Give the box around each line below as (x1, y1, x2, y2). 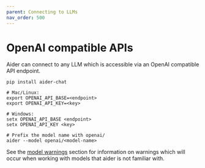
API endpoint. (6, 68, 41, 75)
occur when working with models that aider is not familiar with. (6, 155, 165, 162)
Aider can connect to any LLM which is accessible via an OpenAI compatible (6, 61, 199, 68)
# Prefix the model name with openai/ (6, 132, 105, 139)
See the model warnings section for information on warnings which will (6, 149, 185, 156)
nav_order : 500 (6, 15, 45, 21)
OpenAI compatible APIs (6, 41, 133, 55)
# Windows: (6, 111, 34, 117)
